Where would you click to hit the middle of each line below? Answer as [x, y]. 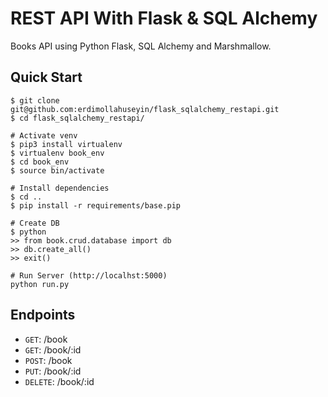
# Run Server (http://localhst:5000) [89, 275]
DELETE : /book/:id [59, 381]
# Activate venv [44, 135]
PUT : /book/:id [53, 371]
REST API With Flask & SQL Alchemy [164, 18]
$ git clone [35, 100]
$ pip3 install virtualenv [66, 144]
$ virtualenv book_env [57, 153]
